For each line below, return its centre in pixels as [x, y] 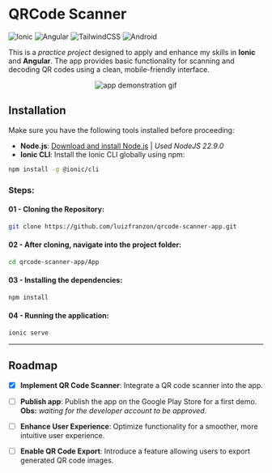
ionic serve [28, 333]
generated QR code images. [67, 460]
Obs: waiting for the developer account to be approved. [113, 411]
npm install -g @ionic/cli [54, 169]
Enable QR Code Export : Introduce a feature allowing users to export [135, 451]
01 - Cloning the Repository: [57, 209]
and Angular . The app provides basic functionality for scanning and [121, 61]
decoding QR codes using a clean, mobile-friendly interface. [109, 69]
